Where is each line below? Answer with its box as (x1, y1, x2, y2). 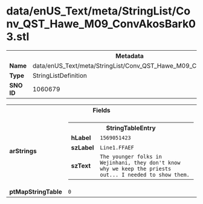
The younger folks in (99, 153, 162, 160)
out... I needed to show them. (99, 171, 190, 178)
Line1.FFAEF (99, 144, 134, 151)
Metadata (115, 51, 144, 60)
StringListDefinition (32, 71, 88, 80)
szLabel (71, 143, 94, 151)
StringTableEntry (106, 124, 156, 132)
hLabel (71, 133, 91, 142)
